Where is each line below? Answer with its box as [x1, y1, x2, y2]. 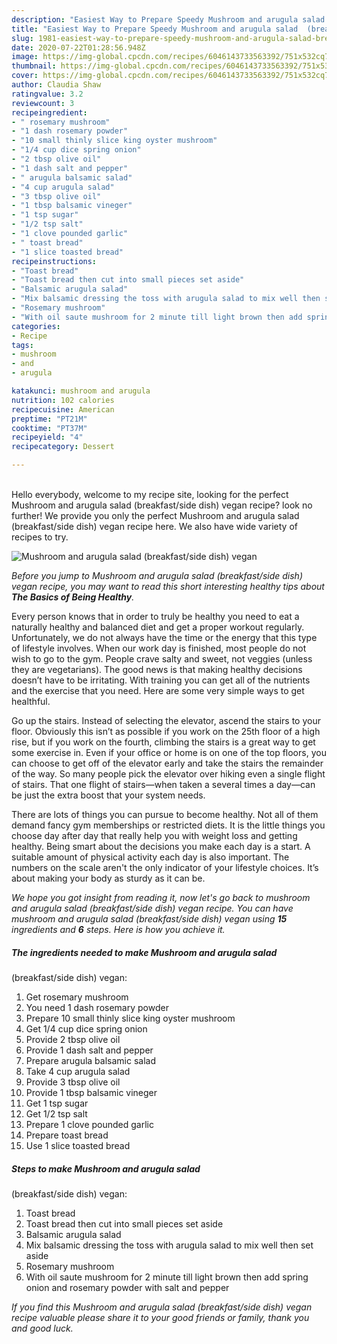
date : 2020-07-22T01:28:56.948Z [11, 42, 146, 53]
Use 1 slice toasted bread [25, 1139, 131, 1151]
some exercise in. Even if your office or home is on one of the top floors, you [11, 747, 327, 758]
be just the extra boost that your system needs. [11, 789, 206, 801]
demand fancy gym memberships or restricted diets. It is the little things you [11, 819, 326, 831]
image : [11, 52, 39, 62]
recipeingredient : [11, 107, 88, 118]
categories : [11, 321, 61, 331]
